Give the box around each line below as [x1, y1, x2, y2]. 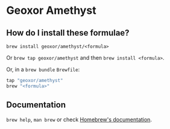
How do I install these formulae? [6, 28, 130, 38]
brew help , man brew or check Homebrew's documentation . [6, 116, 153, 123]
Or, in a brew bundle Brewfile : [6, 66, 80, 73]
